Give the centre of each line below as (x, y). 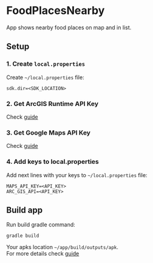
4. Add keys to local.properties (53, 162)
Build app (25, 210)
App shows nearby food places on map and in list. (69, 27)
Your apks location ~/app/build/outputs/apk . (62, 247)
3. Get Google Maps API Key (49, 133)
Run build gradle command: (41, 225)
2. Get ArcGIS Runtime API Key (53, 103)
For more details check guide (43, 254)
